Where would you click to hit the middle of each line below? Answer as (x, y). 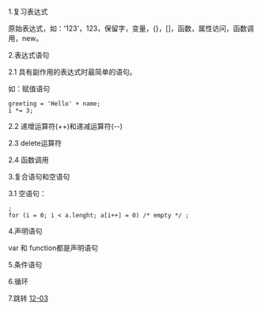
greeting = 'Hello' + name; (55, 104)
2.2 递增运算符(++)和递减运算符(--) (65, 126)
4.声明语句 (25, 231)
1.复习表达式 (28, 11)
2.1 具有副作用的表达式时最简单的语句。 (72, 72)
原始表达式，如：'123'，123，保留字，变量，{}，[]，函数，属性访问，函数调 (131, 28)
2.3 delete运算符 (35, 143)
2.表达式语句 (29, 55)
